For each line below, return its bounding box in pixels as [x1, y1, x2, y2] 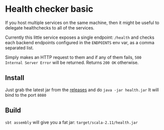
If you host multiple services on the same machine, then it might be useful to [5, 20, 160, 26]
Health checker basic [5, 3, 94, 15]
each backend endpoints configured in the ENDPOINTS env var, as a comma [5, 39, 155, 45]
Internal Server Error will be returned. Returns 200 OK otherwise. [5, 59, 139, 65]
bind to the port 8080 [5, 92, 47, 98]
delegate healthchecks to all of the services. [5, 25, 94, 30]
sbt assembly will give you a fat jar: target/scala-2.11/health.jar [5, 119, 138, 125]
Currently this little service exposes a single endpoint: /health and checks [5, 34, 155, 40]
